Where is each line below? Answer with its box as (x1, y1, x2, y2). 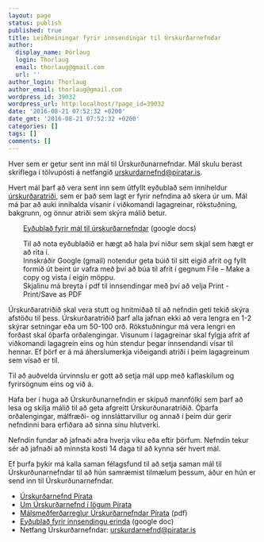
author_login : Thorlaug (8, 78, 87, 86)
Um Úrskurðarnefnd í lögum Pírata (19, 499, 132, 509)
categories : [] (8, 122, 59, 130)
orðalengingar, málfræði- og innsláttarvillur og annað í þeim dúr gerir (8, 411, 232, 421)
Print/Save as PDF (23, 289, 82, 298)
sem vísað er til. (8, 355, 60, 365)
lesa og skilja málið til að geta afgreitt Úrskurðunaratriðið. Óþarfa (8, 402, 219, 413)
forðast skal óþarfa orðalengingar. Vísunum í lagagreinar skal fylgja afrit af (8, 330, 251, 340)
